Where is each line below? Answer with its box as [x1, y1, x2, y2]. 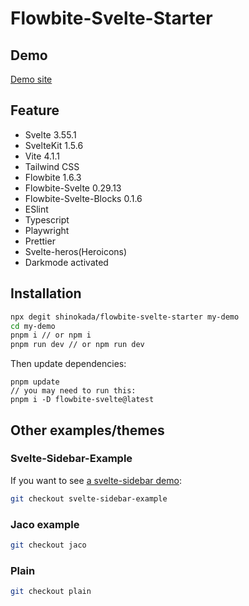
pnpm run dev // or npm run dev [10, 340, 145, 350]
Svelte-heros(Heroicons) [24, 245, 128, 257]
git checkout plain [10, 587, 92, 597]
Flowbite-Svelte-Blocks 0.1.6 [24, 192, 143, 204]
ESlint [24, 203, 49, 215]
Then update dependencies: [10, 358, 127, 370]
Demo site [10, 73, 53, 85]
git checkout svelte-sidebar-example [10, 493, 168, 504]
